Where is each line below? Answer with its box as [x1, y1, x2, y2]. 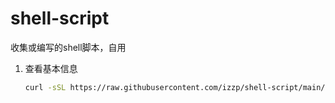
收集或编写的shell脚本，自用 [10, 41, 127, 53]
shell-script [10, 7, 110, 30]
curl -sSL [24, 82, 67, 92]
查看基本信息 [24, 62, 78, 74]
